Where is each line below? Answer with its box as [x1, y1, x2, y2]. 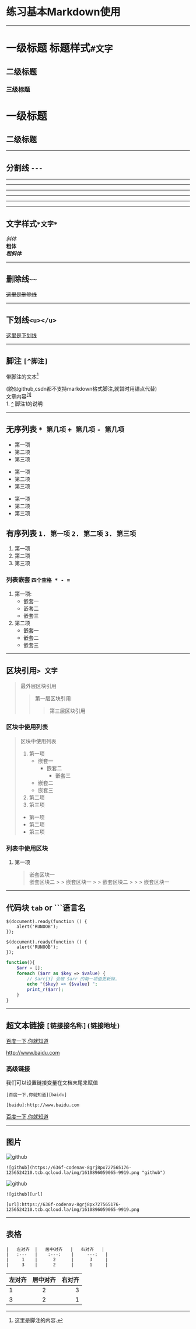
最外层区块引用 [20, 682, 57, 689]
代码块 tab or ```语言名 [6, 903, 86, 913]
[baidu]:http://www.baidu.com [6, 1102, 80, 1108]
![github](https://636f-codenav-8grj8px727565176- [6, 1165, 132, 1170]
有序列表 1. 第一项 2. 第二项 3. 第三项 [6, 529, 136, 539]
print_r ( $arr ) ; [27, 987, 64, 993]
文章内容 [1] [6, 392, 32, 400]
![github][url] [6, 1191, 43, 1197]
